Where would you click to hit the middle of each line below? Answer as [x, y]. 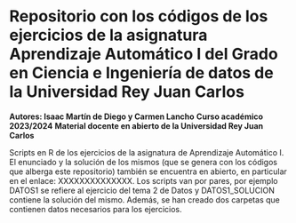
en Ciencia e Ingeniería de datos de [141, 73]
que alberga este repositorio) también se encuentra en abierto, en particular [148, 171]
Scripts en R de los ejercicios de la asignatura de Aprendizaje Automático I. [147, 152]
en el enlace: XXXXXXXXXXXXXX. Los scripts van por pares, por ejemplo [144, 180]
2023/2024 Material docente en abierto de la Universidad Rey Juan [136, 125]
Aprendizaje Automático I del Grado [144, 54]
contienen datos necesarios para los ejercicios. [96, 209]
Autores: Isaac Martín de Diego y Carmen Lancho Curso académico [136, 116]
